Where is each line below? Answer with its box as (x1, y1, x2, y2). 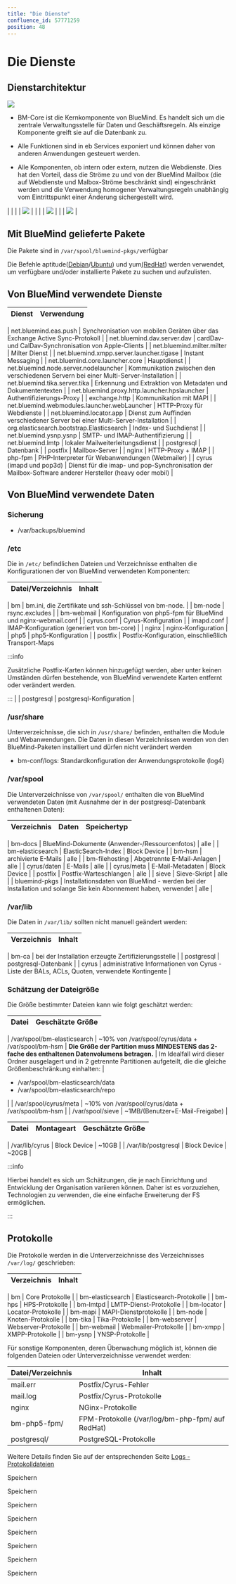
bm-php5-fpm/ (11, 1418, 64, 1428)
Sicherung (7, 510, 44, 520)
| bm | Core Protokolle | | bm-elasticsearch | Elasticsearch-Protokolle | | (7, 1292, 214, 1301)
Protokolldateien (7, 1460, 55, 1468)
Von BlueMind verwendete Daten (7, 489, 155, 501)
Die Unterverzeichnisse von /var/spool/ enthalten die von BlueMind (7, 790, 204, 798)
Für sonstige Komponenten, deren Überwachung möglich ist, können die (7, 1343, 218, 1352)
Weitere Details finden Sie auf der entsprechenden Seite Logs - (7, 1452, 191, 1460)
